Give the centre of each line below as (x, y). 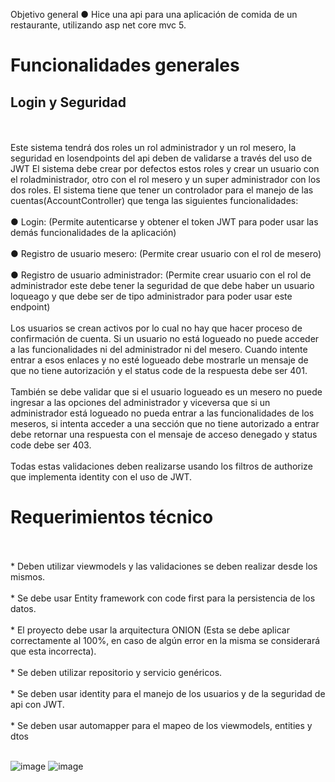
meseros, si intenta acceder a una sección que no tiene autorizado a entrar (165, 423)
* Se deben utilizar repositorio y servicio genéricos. (116, 672)
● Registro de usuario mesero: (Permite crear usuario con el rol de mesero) (166, 253)
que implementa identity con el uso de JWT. (101, 477)
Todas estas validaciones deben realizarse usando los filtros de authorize (161, 466)
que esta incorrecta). (53, 651)
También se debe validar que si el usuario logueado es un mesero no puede (166, 392)
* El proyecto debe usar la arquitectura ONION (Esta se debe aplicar (150, 630)
